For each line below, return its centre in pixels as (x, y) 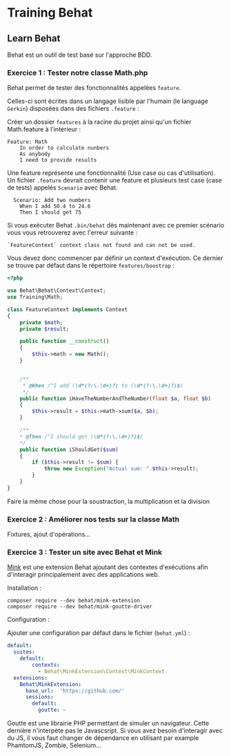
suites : (24, 652)
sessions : (39, 697)
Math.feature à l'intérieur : (44, 129)
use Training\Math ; (35, 297)
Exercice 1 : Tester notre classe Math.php (78, 73)
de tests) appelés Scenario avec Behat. (63, 187)
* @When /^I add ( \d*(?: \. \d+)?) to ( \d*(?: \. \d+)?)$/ (103, 385)
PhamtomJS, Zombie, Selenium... (54, 746)
